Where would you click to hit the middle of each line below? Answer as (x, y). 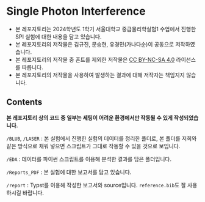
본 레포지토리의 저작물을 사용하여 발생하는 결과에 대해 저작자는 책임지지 (100, 75)
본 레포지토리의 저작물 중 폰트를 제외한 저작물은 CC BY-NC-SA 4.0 (95, 59)
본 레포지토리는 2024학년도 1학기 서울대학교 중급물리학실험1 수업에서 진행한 (106, 29)
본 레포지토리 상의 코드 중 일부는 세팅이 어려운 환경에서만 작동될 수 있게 (89, 118)
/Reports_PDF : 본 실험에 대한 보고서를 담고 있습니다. (69, 172)
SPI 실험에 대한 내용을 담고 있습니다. (58, 36)
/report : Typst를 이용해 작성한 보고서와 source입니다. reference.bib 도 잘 (96, 185)
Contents (24, 102)
